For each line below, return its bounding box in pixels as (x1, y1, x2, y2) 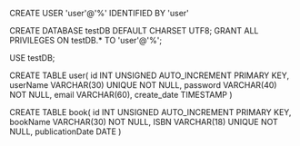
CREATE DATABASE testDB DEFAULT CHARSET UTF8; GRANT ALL (9, 25, 259, 35)
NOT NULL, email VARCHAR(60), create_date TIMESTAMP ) (9, 90, 234, 100)
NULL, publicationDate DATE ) (9, 126, 122, 137)
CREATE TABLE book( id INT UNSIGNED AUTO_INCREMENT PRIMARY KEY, (9, 107, 292, 117)
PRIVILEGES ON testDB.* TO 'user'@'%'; (9, 35, 162, 45)
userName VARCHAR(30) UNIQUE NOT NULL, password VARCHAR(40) (9, 80, 277, 90)
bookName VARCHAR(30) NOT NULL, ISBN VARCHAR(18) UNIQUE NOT (9, 117, 279, 127)
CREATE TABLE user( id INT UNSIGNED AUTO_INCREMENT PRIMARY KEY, (9, 70, 289, 81)
